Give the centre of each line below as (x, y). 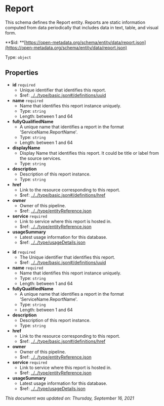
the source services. (41, 158)
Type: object (18, 57)
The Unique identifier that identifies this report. (67, 257)
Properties (22, 73)
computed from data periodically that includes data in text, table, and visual (82, 27)
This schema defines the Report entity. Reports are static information (75, 22)
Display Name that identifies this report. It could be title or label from (89, 153)
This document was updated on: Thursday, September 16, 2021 (70, 398)
